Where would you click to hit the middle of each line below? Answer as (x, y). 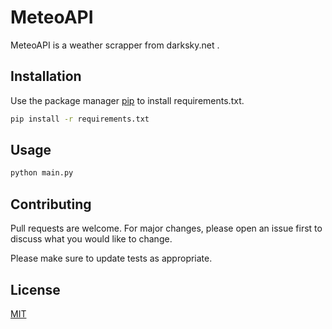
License (35, 289)
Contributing (51, 204)
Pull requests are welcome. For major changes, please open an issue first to (166, 228)
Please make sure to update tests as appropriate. (111, 258)
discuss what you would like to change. (91, 239)
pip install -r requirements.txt (80, 119)
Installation (46, 76)
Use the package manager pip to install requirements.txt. (127, 100)
